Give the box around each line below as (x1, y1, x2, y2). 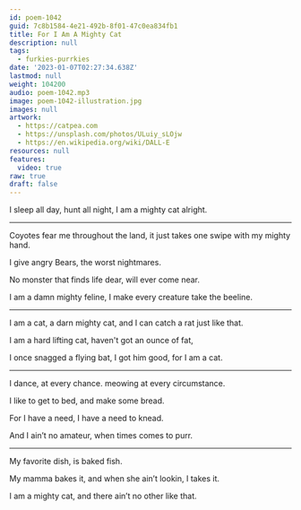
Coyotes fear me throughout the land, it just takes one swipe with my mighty (9, 230, 291, 241)
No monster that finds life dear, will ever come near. (9, 274, 200, 285)
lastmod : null (9, 72, 63, 81)
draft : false (9, 180, 58, 189)
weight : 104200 (9, 80, 66, 89)
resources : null (9, 146, 70, 155)
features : (9, 154, 47, 164)
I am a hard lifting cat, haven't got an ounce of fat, (9, 335, 194, 346)
